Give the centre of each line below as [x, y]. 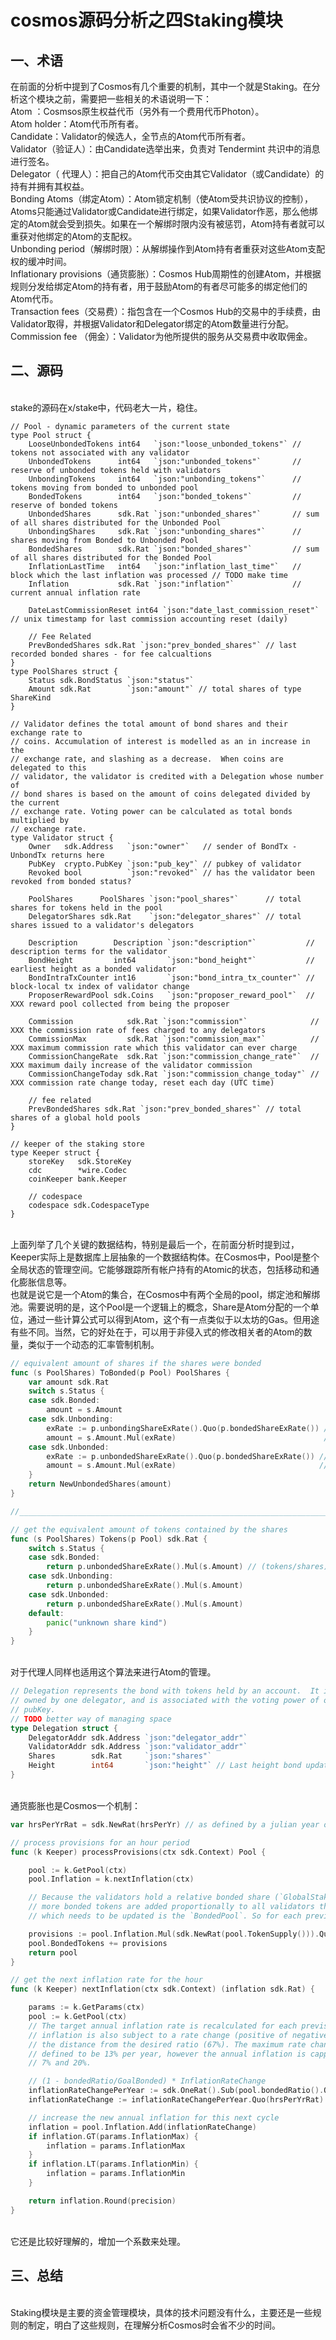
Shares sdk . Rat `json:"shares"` [120, 1756]
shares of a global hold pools [75, 1117]
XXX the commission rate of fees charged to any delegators [138, 1030]
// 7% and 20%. [60, 2063]
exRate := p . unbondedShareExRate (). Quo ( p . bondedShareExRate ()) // [187, 1456]
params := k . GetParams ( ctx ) [86, 2007]
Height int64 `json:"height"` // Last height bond [165, 1766]
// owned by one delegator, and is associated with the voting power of [165, 1701]
